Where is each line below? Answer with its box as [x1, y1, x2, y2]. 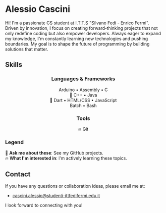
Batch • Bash [69, 103, 97, 108]
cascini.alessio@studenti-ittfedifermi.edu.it [12, 193, 100, 199]
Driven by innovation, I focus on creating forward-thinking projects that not [5, 25, 158, 31]
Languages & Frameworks [51, 75, 115, 82]
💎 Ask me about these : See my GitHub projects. [5, 150, 104, 156]
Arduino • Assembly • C [58, 87, 108, 93]
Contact [5, 170, 31, 178]
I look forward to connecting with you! [5, 202, 83, 209]
